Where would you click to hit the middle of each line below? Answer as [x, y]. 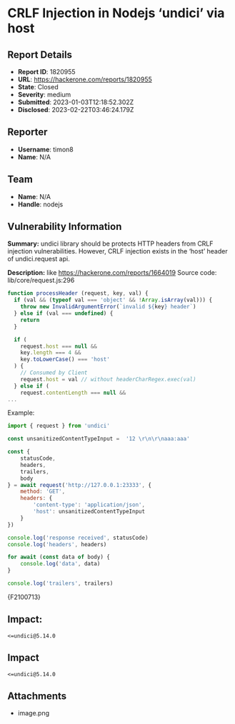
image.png [34, 713]
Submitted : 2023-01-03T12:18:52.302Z [76, 102]
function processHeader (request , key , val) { [78, 293]
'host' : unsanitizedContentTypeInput [89, 512]
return [30, 320]
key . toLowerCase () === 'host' [65, 360]
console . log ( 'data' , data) [60, 564]
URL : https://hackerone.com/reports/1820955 [85, 79]
